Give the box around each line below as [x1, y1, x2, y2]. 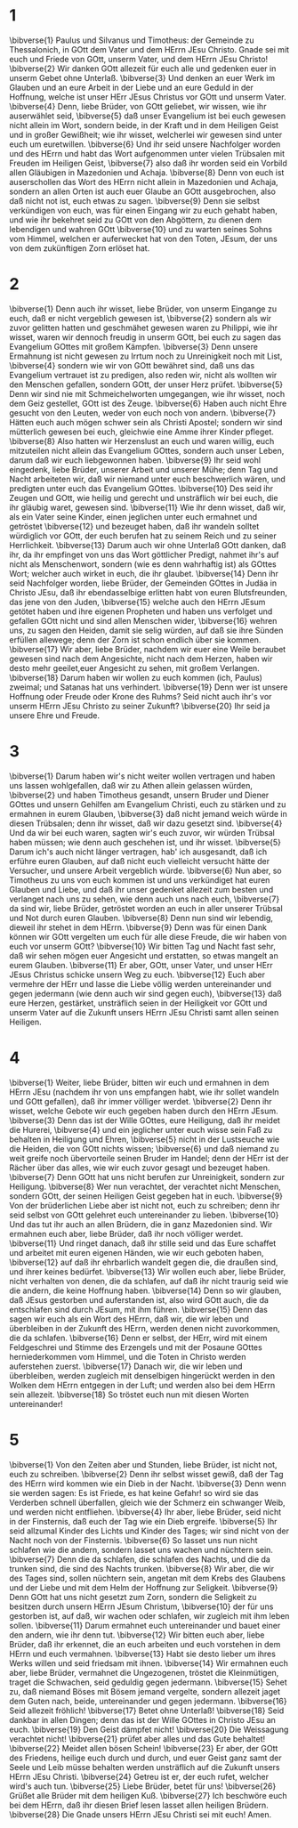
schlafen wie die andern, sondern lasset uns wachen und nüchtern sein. [9, 1544, 274, 1555]
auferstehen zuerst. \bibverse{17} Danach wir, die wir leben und [9, 1361, 243, 1371]
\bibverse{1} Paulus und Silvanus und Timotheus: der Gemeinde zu [9, 35, 255, 45]
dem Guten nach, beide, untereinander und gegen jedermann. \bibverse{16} [9, 1695, 287, 1706]
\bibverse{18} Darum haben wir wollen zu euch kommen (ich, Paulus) [9, 672, 262, 683]
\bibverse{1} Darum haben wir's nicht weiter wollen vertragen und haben [9, 771, 276, 781]
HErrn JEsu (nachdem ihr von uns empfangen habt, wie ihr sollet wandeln [9, 1087, 279, 1097]
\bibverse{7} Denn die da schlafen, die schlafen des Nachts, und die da [9, 1554, 271, 1565]
